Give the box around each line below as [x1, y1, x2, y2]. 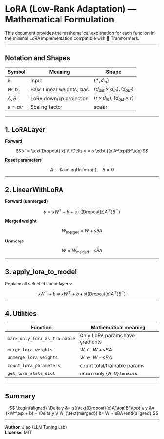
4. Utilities [5, 309, 37, 318]
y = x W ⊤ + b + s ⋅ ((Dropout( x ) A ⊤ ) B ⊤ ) [43, 208, 121, 215]
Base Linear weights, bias [30, 86, 89, 93]
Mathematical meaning [90, 324, 146, 331]
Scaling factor [30, 104, 62, 110]
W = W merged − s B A [61, 248, 102, 255]
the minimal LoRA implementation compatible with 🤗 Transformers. [5, 35, 140, 41]
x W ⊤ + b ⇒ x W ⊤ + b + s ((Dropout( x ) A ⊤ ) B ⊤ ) [38, 290, 126, 297]
